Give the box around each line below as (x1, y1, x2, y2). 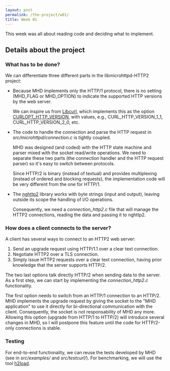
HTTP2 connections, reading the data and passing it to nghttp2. (12, 212, 146, 218)
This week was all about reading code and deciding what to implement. (5, 31, 154, 37)
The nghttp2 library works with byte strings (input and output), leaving (12, 191, 160, 197)
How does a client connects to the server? (5, 224, 112, 232)
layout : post (5, 7, 33, 13)
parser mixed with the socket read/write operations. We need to (12, 150, 146, 156)
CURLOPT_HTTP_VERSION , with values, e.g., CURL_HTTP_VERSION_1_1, (12, 114, 163, 120)
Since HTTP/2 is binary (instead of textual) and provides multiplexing (12, 170, 157, 177)
